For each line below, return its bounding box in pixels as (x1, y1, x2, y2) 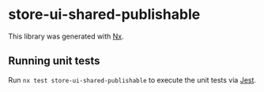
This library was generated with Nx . (8, 31, 124, 41)
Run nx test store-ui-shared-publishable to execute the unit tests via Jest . (8, 75, 257, 84)
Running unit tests (8, 54, 100, 68)
